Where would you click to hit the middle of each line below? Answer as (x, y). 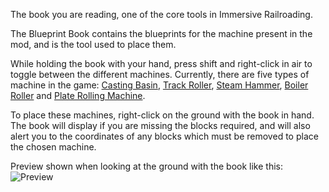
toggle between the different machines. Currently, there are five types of (160, 74)
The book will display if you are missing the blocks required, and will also (160, 125)
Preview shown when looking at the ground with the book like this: (146, 166)
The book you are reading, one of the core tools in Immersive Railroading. (161, 14)
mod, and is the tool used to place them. (93, 44)
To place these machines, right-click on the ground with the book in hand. (162, 115)
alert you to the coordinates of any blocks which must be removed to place (164, 136)
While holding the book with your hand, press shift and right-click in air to (161, 63)
